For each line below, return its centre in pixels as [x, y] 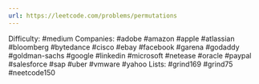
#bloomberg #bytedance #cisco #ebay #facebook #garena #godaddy [124, 47]
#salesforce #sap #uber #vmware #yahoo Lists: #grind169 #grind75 [121, 64]
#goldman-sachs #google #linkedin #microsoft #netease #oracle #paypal [130, 55]
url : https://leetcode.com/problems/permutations [93, 16]
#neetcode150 [32, 72]
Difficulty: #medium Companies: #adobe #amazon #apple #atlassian [121, 38]
